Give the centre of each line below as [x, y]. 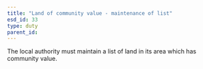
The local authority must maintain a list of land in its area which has [102, 51]
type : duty [23, 26]
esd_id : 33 [23, 20]
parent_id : [23, 32]
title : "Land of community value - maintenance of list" [90, 13]
